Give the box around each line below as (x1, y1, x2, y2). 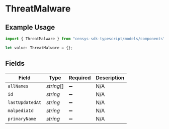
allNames (8, 83, 29, 89)
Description (95, 74, 125, 81)
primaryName (8, 116, 37, 121)
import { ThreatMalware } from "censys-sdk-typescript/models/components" (5, 36, 165, 41)
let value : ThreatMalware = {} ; (5, 45, 73, 50)
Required (68, 74, 91, 81)
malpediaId (8, 107, 34, 113)
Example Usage (5, 23, 55, 32)
